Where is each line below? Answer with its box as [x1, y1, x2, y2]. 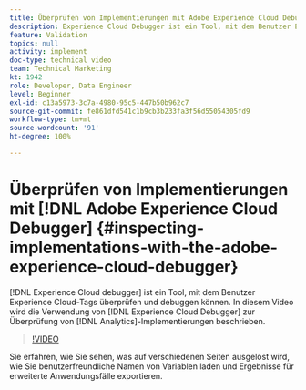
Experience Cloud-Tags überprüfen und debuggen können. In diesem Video [9, 296, 294, 307]
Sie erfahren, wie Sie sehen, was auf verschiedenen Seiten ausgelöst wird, [9, 351, 290, 362]
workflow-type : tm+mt [9, 115, 92, 124]
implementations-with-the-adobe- [9, 238, 278, 258]
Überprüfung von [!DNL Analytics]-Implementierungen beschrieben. [9, 315, 266, 326]
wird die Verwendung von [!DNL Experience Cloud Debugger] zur [9, 306, 256, 317]
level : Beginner [9, 89, 71, 98]
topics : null [9, 38, 59, 48]
